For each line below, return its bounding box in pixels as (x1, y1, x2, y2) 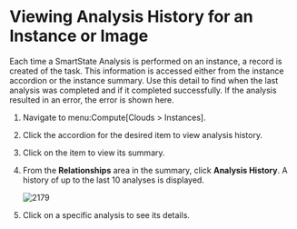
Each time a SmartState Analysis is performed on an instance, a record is (9, 55, 282, 66)
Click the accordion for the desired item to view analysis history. (22, 129, 263, 140)
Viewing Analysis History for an (9, 6, 253, 27)
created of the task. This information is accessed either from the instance (9, 65, 284, 76)
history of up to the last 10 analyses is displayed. (22, 174, 204, 185)
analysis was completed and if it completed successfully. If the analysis (9, 85, 277, 95)
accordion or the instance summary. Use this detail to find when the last (9, 75, 279, 85)
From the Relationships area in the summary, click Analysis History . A (22, 164, 288, 175)
